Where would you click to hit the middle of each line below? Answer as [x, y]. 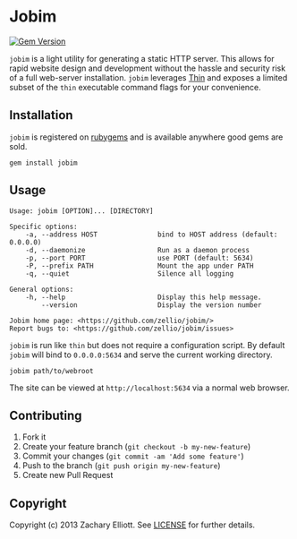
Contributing [46, 415]
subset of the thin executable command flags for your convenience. [135, 87]
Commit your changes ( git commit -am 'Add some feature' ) [133, 456]
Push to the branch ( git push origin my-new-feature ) [121, 466]
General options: [42, 289]
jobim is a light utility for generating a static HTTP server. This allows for [142, 58]
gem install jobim [43, 163]
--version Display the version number [152, 305]
